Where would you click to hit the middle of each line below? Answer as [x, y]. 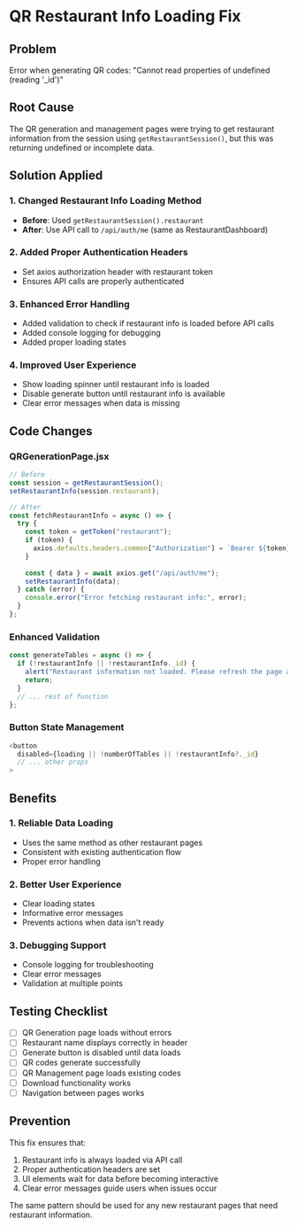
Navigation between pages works [83, 1092]
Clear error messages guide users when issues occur [119, 1188]
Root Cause [42, 108]
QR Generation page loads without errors [97, 1033]
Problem [33, 49]
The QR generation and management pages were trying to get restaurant [142, 128]
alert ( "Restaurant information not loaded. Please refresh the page [154, 672]
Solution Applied [56, 176]
